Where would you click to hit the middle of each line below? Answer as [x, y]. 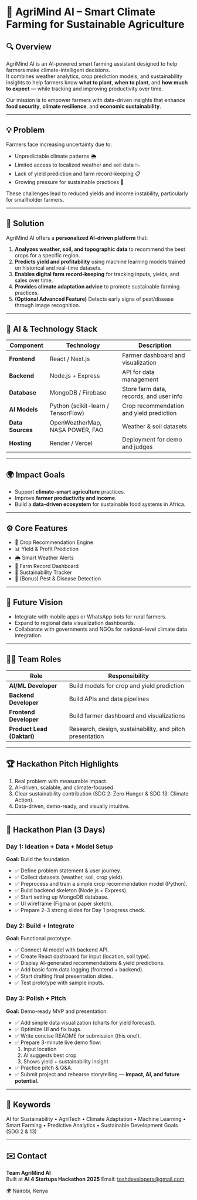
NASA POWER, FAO [77, 430]
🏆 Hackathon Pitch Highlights [62, 764]
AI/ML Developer [33, 685]
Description [155, 345]
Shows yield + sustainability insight [66, 1061]
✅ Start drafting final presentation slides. [64, 976]
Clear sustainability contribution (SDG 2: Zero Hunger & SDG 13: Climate [101, 793]
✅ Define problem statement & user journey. [68, 871]
